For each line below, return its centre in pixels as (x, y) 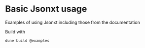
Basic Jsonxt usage (46, 9)
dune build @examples (27, 40)
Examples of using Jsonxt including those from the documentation (73, 22)
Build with (15, 32)
